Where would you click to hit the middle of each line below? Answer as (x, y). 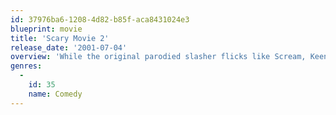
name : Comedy (55, 94)
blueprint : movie (46, 29)
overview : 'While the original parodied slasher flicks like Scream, (158, 57)
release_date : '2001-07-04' (69, 47)
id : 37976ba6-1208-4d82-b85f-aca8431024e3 (100, 19)
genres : (26, 66)
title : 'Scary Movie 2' (60, 38)
